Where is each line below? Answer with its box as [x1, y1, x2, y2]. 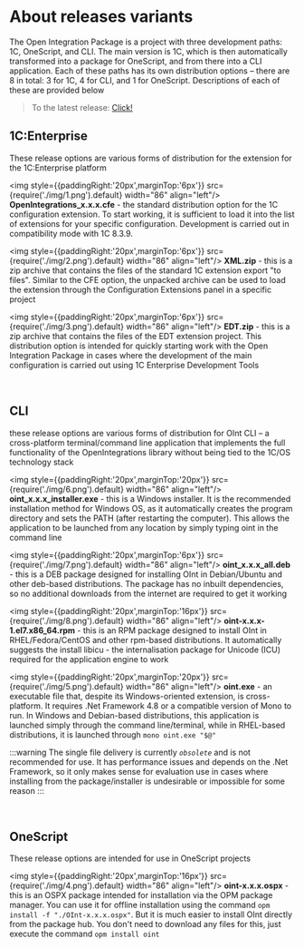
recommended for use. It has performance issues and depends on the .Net [9, 756, 289, 767]
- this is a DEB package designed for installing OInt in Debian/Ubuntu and [9, 569, 283, 580]
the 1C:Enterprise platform [9, 161, 107, 173]
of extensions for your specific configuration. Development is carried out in [9, 218, 290, 229]
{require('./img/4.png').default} [9, 880, 125, 891]
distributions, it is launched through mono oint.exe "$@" [9, 728, 217, 740]
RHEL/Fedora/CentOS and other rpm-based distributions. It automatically [9, 634, 282, 645]
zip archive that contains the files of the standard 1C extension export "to [9, 265, 282, 276]
